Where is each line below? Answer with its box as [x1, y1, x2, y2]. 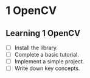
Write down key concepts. [14, 65, 80, 72]
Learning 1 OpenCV [5, 28, 80, 38]
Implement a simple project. [14, 58, 85, 65]
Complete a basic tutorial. [14, 51, 80, 58]
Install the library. [14, 44, 58, 51]
